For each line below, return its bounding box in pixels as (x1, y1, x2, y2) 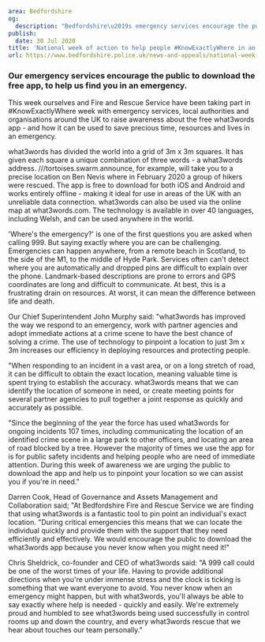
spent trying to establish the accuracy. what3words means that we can (8, 378, 239, 387)
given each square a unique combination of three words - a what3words (8, 155, 243, 165)
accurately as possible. (8, 403, 84, 413)
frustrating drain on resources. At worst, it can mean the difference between (8, 289, 256, 298)
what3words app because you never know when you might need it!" (8, 542, 230, 553)
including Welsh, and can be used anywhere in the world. (8, 214, 195, 224)
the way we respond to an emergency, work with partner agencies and (8, 320, 238, 330)
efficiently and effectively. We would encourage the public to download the (8, 534, 252, 544)
